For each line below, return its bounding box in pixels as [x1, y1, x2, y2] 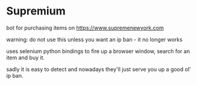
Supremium [6, 4, 66, 18]
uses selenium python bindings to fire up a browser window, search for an [6, 47, 190, 55]
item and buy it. [6, 54, 45, 61]
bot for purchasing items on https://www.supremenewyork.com [6, 24, 164, 31]
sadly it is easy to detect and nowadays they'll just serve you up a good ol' [6, 65, 191, 73]
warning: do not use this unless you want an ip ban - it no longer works [6, 36, 183, 43]
